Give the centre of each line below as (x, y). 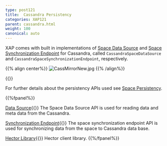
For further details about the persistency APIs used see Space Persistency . (84, 88)
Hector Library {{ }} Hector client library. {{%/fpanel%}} (62, 138)
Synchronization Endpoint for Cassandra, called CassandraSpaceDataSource (83, 53)
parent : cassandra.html (31, 24)
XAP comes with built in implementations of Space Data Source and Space (83, 48)
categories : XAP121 (26, 19)
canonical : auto (22, 33)
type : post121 (20, 10)
